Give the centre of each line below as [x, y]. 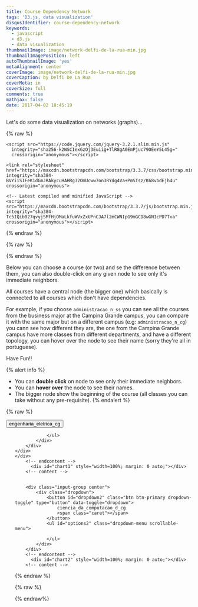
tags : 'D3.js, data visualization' [50, 17]
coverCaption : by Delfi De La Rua [49, 78]
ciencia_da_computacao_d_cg [91, 508]
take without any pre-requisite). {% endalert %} [72, 400]
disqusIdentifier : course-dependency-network [63, 22]
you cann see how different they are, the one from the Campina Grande [93, 328]
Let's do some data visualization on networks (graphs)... [74, 122]
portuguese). [22, 347]
